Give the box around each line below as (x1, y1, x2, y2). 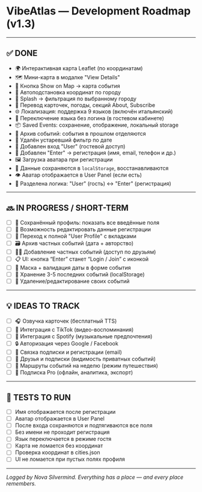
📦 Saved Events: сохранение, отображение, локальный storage (14, 121, 179, 129)
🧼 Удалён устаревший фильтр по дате (14, 136, 112, 144)
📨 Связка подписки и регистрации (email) (14, 348, 122, 356)
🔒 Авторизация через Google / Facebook (14, 339, 118, 347)
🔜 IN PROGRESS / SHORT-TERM (6, 203, 129, 213)
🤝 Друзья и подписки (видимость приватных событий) (14, 356, 156, 362)
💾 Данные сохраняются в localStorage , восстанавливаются (14, 164, 169, 172)
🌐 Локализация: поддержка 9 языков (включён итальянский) (14, 108, 173, 115)
